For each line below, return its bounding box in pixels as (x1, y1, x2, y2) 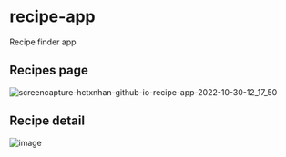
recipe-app (9, 6, 96, 27)
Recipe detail (9, 113, 85, 129)
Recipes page (9, 63, 88, 78)
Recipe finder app (9, 36, 77, 47)
